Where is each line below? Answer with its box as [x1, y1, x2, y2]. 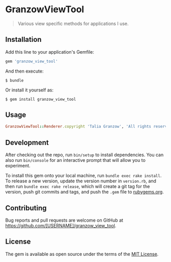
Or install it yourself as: [5, 87, 53, 93]
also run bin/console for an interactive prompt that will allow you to [5, 157, 146, 163]
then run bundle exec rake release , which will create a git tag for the [5, 183, 150, 189]
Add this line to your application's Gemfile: [5, 49, 94, 55]
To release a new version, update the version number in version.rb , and [5, 178, 157, 184]
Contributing [5, 203, 47, 212]
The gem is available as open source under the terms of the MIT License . [5, 251, 159, 257]
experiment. [5, 162, 31, 169]
